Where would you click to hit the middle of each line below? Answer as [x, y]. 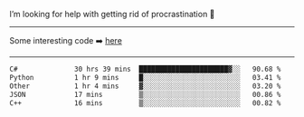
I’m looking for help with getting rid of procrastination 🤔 [112, 14]
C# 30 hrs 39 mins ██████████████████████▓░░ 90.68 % [145, 69]
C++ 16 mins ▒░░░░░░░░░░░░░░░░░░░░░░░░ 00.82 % [145, 103]
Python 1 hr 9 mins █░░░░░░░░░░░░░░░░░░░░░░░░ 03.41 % [145, 77]
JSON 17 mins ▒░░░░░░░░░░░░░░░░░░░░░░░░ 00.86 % [145, 94]
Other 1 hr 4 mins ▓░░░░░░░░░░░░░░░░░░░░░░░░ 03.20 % [145, 86]
